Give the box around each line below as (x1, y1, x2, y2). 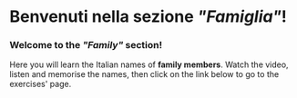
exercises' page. (9, 79, 72, 90)
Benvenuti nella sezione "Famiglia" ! (9, 6, 287, 27)
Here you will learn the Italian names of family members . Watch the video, (9, 59, 289, 70)
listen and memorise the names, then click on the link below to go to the (9, 69, 280, 80)
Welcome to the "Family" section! (9, 39, 163, 52)
